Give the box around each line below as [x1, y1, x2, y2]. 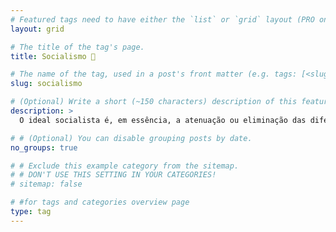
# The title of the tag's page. [10, 42, 145, 52]
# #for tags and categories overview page [10, 197, 190, 208]
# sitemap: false [10, 179, 83, 190]
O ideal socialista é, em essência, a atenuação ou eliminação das [19, 115, 307, 125]
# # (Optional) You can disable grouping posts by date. [10, 133, 253, 143]
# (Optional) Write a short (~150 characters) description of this [10, 97, 298, 107]
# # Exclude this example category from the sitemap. [10, 161, 240, 171]
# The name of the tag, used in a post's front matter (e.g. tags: [10, 69, 298, 80]
